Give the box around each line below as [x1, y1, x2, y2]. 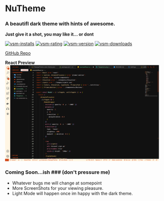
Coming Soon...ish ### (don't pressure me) [5, 169, 110, 176]
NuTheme [5, 3, 46, 14]
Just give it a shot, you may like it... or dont [5, 31, 94, 37]
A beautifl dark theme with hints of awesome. [5, 20, 116, 27]
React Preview [5, 60, 35, 66]
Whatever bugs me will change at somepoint [12, 180, 102, 186]
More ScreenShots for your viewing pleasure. [12, 185, 103, 191]
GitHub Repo [5, 50, 31, 56]
